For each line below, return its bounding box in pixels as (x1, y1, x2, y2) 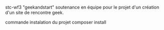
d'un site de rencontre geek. (5, 9, 64, 15)
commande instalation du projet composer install (5, 19, 107, 25)
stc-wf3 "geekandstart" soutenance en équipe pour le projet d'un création (5, 4, 159, 10)
